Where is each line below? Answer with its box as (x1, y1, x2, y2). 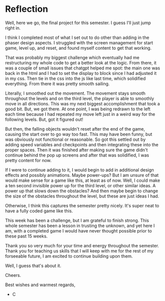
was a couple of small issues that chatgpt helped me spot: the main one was (5, 65, 160, 71)
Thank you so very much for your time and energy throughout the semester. (5, 242, 159, 248)
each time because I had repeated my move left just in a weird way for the (5, 111, 155, 117)
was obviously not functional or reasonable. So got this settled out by (5, 136, 146, 142)
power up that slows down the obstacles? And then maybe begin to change (5, 188, 159, 194)
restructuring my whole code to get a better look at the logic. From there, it (5, 60, 157, 66)
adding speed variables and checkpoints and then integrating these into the (5, 141, 159, 147)
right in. (5, 25, 21, 31)
